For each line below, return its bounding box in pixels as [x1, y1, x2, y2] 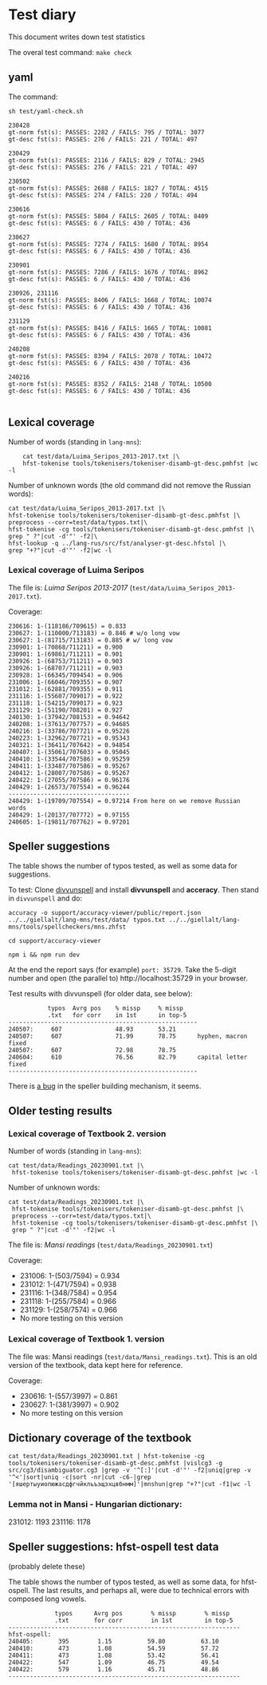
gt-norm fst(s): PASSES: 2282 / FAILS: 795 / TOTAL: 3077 [8, 128, 205, 137]
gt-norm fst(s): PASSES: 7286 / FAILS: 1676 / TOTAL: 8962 [8, 268, 209, 276]
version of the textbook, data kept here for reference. [8, 1360, 183, 1369]
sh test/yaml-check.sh [8, 107, 84, 115]
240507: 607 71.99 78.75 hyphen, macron [8, 1032, 248, 1040]
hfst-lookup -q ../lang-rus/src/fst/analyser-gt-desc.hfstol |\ [8, 539, 226, 547]
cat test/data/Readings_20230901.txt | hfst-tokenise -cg [8, 1453, 205, 1460]
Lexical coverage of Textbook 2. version [8, 1128, 167, 1139]
